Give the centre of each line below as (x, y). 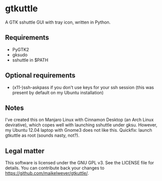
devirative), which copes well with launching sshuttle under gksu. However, (81, 125)
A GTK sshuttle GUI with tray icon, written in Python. (58, 22)
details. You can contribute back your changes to (55, 168)
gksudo (20, 55)
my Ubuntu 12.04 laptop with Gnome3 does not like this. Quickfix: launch (79, 130)
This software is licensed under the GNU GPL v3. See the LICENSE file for (80, 163)
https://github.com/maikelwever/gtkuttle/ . (47, 173)
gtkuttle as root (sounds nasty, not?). (42, 135)
